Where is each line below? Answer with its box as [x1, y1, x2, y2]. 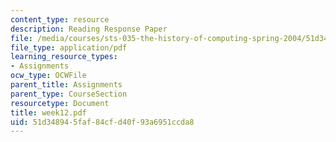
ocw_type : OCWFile [10, 71, 87, 81]
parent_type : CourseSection [10, 89, 128, 99]
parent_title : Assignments [10, 80, 123, 90]
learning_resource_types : [10, 52, 118, 62]
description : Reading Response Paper [10, 24, 168, 34]
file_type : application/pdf [10, 42, 128, 53]
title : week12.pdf [10, 107, 87, 118]
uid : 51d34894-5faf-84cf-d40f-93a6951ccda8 [10, 117, 195, 127]
